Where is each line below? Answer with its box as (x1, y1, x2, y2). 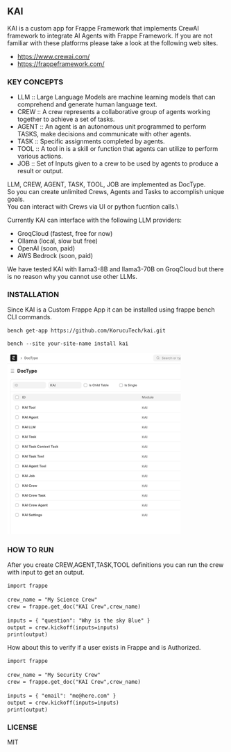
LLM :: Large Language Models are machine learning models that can (17, 93, 216, 102)
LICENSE (7, 722, 38, 732)
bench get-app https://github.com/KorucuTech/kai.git (7, 327, 166, 335)
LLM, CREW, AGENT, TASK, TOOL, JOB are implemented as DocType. (7, 180, 206, 189)
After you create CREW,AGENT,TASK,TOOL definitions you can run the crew (7, 560, 224, 569)
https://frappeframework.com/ (17, 59, 105, 68)
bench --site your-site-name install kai (7, 340, 129, 347)
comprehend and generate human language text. (17, 100, 157, 109)
